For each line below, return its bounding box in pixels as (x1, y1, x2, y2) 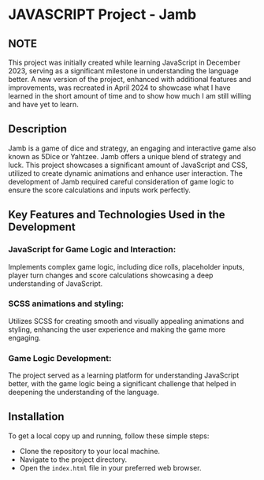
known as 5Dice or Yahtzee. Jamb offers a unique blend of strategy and (8, 151, 242, 161)
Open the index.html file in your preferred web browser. (19, 463, 203, 472)
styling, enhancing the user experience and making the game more (8, 325, 226, 334)
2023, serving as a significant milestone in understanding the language (8, 66, 239, 76)
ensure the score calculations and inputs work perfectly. (8, 185, 191, 195)
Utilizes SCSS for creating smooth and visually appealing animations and (8, 316, 244, 326)
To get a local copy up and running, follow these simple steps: (8, 431, 210, 441)
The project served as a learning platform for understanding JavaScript (8, 370, 240, 380)
